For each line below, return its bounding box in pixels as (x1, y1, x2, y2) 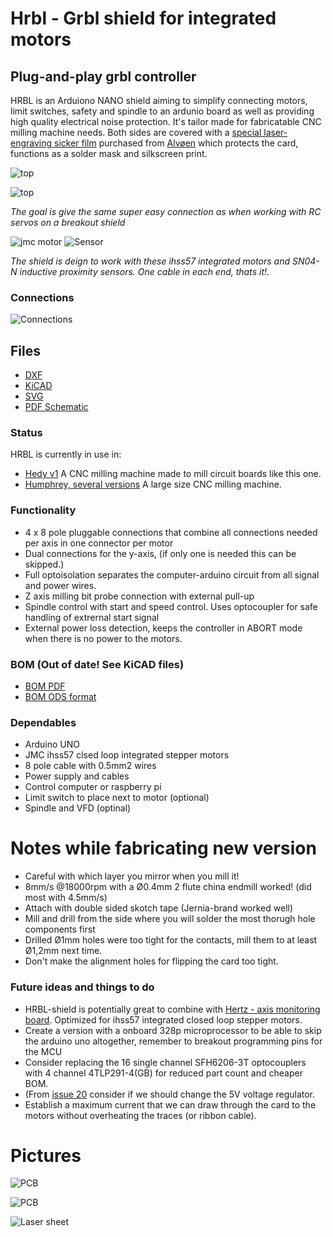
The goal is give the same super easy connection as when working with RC (10, 206, 322, 217)
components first (24, 923, 96, 936)
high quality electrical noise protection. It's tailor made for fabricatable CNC (10, 116, 322, 127)
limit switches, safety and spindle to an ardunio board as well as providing (10, 105, 315, 117)
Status (10, 426, 43, 440)
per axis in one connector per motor (24, 537, 174, 549)
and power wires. (24, 579, 97, 591)
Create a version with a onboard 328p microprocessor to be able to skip (24, 1024, 322, 1036)
